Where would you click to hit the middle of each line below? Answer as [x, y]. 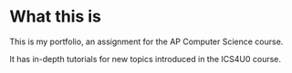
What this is [56, 17]
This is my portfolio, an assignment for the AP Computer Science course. [146, 41]
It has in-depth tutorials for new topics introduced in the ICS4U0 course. [145, 59]
